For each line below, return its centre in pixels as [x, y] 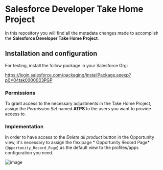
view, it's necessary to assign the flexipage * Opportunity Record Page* [78, 143]
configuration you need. [29, 153]
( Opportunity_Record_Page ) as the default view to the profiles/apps [72, 147]
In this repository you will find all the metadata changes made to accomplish [82, 33]
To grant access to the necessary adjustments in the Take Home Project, [78, 103]
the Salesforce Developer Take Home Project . [52, 38]
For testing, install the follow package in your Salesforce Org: [67, 65]
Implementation [24, 126]
